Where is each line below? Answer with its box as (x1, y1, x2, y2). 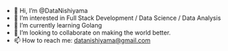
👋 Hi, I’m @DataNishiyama (13, 7, 88, 14)
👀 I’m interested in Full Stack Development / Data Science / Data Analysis (13, 14, 222, 22)
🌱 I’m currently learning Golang (13, 21, 102, 29)
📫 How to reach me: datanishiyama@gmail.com (13, 37, 151, 44)
